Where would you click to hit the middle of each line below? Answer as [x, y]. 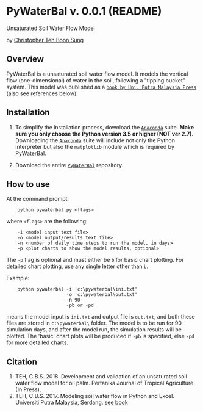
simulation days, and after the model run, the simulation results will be [94, 330]
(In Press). [28, 389]
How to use [28, 184]
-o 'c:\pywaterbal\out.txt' [102, 295]
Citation [22, 362]
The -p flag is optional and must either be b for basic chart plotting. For [95, 260]
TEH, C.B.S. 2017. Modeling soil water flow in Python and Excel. [95, 396]
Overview [25, 59]
